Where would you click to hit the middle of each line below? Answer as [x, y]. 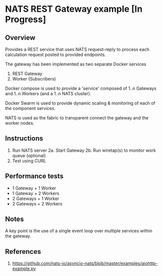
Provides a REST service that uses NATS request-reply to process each [77, 49]
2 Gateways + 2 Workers [37, 204]
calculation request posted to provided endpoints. [55, 55]
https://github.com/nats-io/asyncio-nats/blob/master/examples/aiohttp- [85, 263]
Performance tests [34, 176]
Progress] [26, 19]
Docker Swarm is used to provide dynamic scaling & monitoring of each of [80, 103]
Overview [20, 38]
